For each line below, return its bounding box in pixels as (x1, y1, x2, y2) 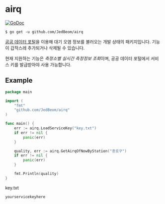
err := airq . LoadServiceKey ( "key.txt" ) (14, 126, 97, 131)
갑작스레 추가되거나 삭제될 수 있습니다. (10, 45, 85, 51)
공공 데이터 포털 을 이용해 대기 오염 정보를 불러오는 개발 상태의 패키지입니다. (5, 39, 151, 45)
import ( (5, 98, 23, 103)
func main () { (5, 121, 35, 126)
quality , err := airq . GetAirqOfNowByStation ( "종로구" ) (14, 149, 127, 153)
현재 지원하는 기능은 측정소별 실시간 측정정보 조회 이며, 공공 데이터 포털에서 (5, 55, 150, 61)
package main (5, 89, 32, 95)
